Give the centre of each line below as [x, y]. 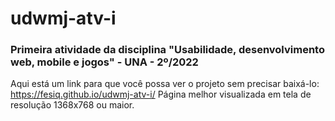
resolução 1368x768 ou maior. [72, 105]
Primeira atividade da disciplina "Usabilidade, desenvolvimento [167, 50]
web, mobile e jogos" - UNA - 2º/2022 [104, 62]
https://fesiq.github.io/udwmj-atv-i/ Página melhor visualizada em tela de [161, 94]
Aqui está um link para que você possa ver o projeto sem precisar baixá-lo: [165, 84]
